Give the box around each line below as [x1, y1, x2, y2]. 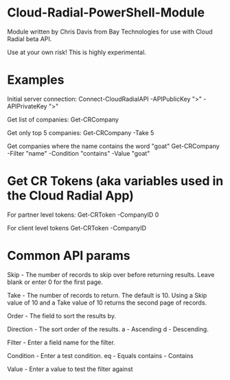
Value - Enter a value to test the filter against [7, 365, 133, 373]
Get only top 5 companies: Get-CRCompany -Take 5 [7, 128, 154, 136]
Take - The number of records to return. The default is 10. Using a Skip [7, 291, 207, 299]
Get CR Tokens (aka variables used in [7, 174, 224, 189]
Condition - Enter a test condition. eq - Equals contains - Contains [7, 351, 194, 359]
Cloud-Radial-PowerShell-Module [7, 5, 205, 21]
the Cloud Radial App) [7, 188, 134, 204]
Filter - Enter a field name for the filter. [7, 338, 115, 346]
